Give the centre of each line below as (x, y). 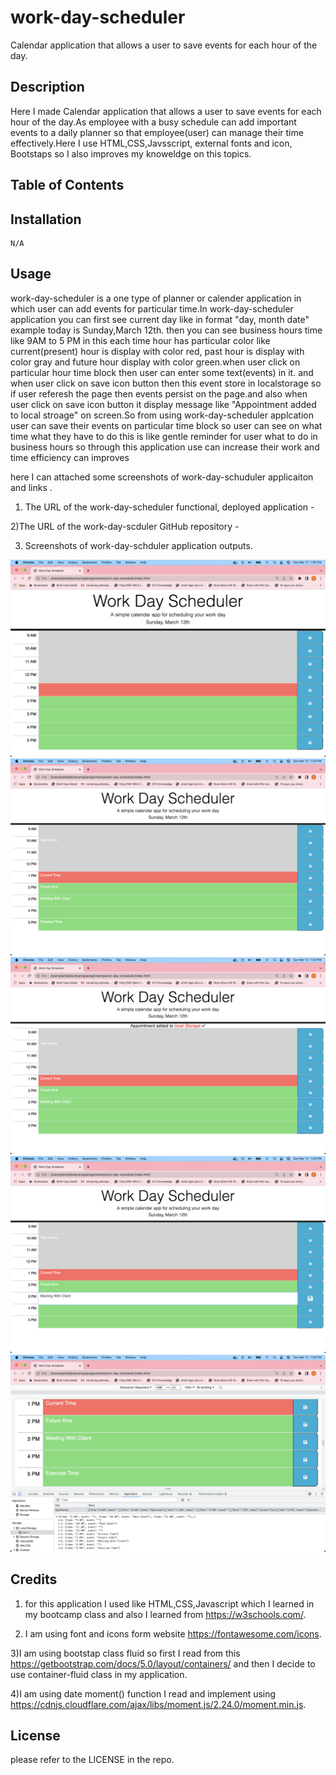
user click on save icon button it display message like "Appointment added (163, 404)
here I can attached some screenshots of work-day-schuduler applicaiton (162, 477)
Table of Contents (67, 185)
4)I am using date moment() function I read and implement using (143, 1693)
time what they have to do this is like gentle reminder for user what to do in (164, 436)
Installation (46, 219)
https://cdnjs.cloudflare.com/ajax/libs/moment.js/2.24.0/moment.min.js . (158, 1704)
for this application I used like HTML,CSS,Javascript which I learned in (169, 1603)
